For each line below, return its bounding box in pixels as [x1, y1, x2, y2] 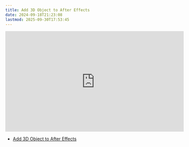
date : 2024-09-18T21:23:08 [5, 12, 63, 17]
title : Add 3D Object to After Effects [5, 7, 90, 13]
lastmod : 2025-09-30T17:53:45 [5, 17, 70, 22]
